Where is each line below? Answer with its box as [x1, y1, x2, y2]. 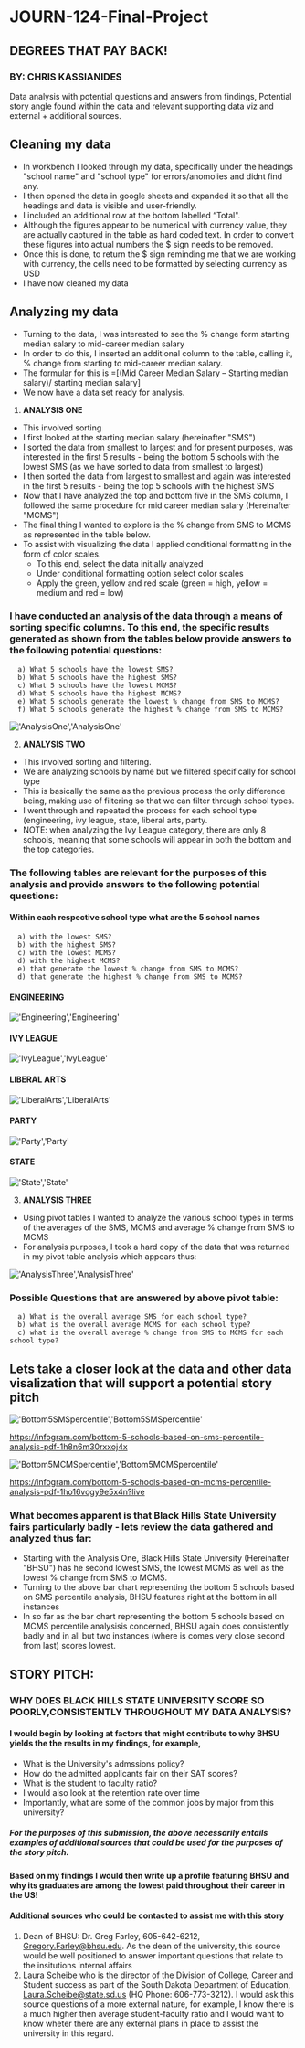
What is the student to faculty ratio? [22, 1777, 158, 1788]
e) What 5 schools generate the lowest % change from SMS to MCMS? [17, 696, 280, 706]
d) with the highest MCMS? [17, 956, 121, 965]
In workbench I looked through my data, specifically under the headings [22, 161, 294, 172]
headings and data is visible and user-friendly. [22, 199, 198, 211]
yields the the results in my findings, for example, [9, 1738, 202, 1749]
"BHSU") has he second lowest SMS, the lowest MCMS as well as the [22, 1563, 285, 1574]
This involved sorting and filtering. [22, 756, 152, 767]
